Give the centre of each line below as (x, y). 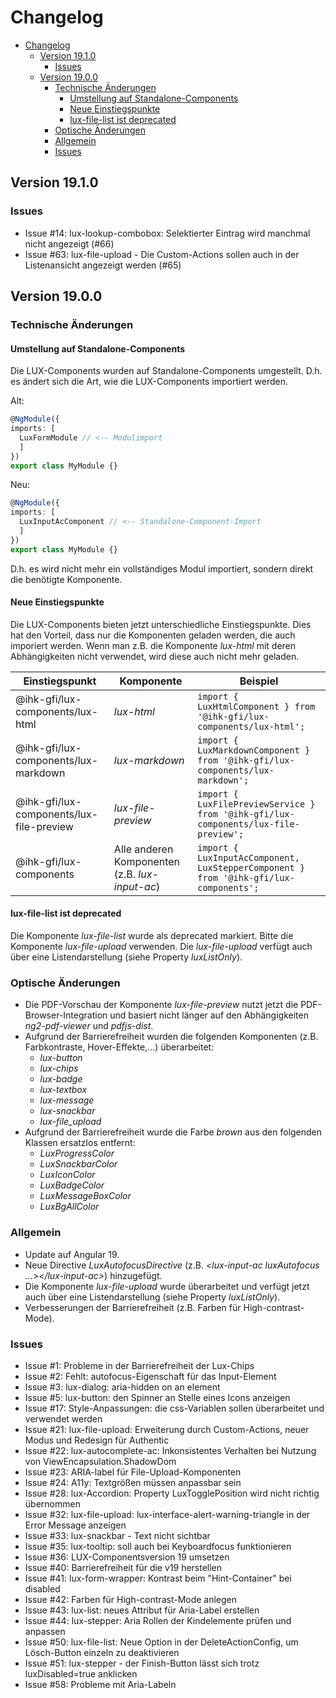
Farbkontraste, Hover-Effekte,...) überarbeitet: (119, 1047)
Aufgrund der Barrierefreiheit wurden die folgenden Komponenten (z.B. (171, 1037)
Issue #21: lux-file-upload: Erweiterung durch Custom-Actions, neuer (167, 1429)
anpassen (45, 1631)
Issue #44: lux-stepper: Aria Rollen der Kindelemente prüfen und (158, 1620)
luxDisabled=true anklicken (81, 1673)
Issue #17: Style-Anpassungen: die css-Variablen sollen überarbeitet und (174, 1408)
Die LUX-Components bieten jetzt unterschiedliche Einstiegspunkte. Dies (161, 624)
